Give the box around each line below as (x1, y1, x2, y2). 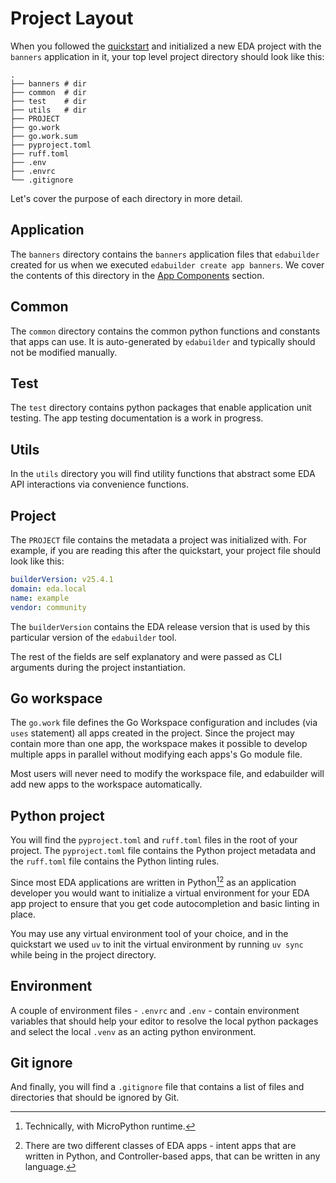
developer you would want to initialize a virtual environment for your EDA (10, 887, 310, 899)
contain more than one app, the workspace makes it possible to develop (10, 738, 308, 750)
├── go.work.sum (10, 131, 78, 141)
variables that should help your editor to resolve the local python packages (10, 1015, 319, 1027)
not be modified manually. (10, 346, 118, 358)
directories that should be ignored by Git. (10, 1092, 180, 1104)
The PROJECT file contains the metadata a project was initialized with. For (10, 534, 307, 546)
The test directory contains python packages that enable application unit (10, 402, 312, 414)
